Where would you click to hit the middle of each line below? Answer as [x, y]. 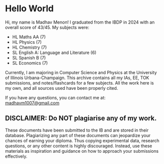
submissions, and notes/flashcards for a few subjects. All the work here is [80, 83]
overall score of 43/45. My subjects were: [47, 27]
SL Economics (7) [30, 63]
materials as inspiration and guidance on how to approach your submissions [82, 151]
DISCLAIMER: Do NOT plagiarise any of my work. [81, 118]
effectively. [16, 156]
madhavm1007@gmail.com [32, 103]
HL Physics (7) [27, 42]
